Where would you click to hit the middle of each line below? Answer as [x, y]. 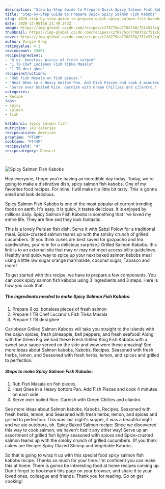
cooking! [14, 481]
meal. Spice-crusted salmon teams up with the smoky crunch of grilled [77, 234]
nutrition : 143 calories [30, 128]
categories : [17, 92]
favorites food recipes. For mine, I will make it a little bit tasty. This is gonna [81, 189]
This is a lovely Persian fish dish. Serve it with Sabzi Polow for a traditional [80, 229]
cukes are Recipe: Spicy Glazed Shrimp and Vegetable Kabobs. [69, 445]
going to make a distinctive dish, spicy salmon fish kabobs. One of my [76, 184]
